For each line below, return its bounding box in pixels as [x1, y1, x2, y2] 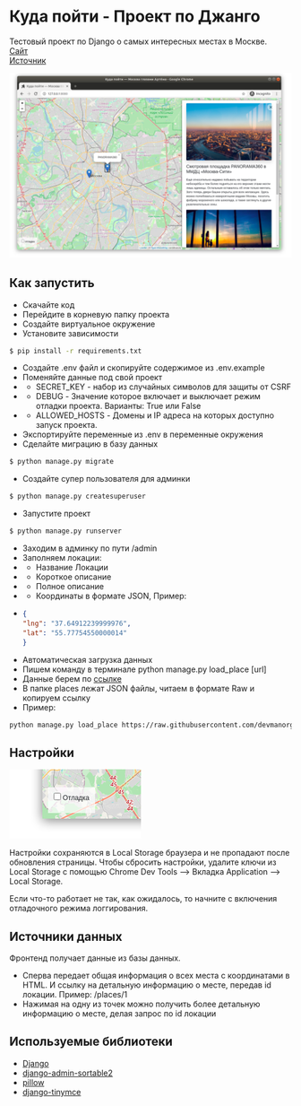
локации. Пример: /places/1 [21, 989, 128, 1000]
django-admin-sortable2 [21, 1067, 114, 1078]
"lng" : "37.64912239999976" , [21, 619, 132, 628]
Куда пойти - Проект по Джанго [9, 6, 261, 27]
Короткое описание [35, 571, 112, 582]
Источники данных [9, 928, 123, 944]
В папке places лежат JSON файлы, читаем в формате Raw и [21, 683, 255, 693]
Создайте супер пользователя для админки [21, 474, 191, 484]
